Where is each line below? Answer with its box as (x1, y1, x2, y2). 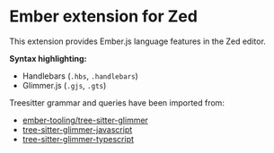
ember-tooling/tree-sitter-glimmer (22, 115, 148, 125)
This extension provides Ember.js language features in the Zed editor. (9, 36, 267, 47)
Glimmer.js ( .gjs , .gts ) (22, 80, 107, 90)
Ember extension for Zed (9, 6, 198, 27)
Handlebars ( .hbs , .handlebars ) (22, 70, 139, 81)
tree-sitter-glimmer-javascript (22, 123, 133, 135)
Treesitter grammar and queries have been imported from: (9, 97, 225, 108)
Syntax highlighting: (9, 53, 87, 64)
